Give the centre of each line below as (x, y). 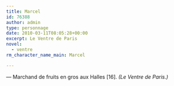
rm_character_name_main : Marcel (46, 55)
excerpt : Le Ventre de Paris (42, 39)
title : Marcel (24, 11)
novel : (14, 44)
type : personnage (27, 28)
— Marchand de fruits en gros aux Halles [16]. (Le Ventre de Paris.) (87, 77)
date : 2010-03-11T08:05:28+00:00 (47, 33)
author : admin (24, 22)
